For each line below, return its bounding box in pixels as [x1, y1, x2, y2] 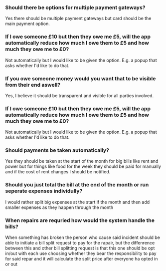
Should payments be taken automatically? [5, 147, 110, 154]
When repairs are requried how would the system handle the [5, 217, 155, 224]
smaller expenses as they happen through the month [5, 204, 114, 210]
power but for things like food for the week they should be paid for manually [5, 163, 161, 169]
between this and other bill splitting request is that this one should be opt [5, 245, 155, 251]
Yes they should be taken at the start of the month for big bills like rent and [5, 158, 159, 164]
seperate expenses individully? [5, 187, 83, 194]
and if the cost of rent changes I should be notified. [5, 169, 111, 175]
